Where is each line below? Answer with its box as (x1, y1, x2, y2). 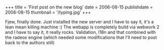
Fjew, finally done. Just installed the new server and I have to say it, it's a (5, 19, 154, 25)
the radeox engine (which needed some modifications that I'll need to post (5, 34, 157, 40)
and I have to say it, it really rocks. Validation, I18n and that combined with (5, 29, 156, 35)
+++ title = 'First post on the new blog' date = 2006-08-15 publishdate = (5, 4, 153, 10)
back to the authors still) (5, 40, 55, 46)
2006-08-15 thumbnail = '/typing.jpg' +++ (5, 9, 91, 15)
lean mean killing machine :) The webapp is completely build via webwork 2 (5, 24, 160, 30)
